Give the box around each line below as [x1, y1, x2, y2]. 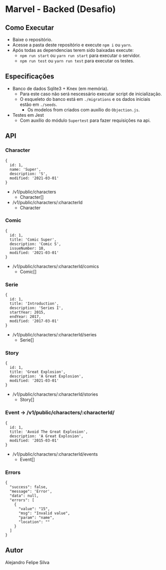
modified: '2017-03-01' [9, 318, 59, 324]
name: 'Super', [9, 167, 41, 172]
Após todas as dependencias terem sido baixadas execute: [12, 47, 134, 53]
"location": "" [18, 519, 50, 525]
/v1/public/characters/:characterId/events [12, 451, 98, 457]
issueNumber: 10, [9, 246, 46, 251]
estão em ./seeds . [19, 101, 57, 107]
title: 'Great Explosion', [9, 369, 66, 375]
